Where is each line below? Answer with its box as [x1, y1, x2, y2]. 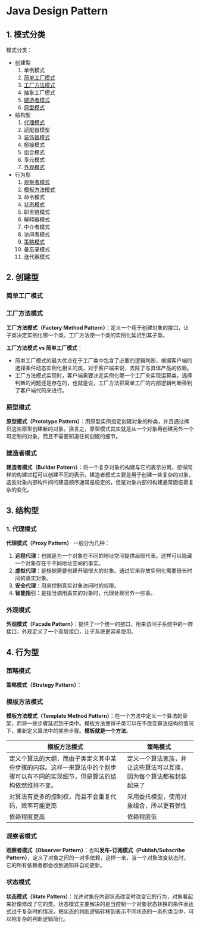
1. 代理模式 [6, 524, 37, 533]
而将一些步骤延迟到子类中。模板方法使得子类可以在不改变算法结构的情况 [16, 720, 194, 727]
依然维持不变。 [15, 781, 58, 789]
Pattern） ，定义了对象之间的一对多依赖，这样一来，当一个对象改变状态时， [6, 854, 189, 861]
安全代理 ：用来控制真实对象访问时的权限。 [14, 582, 120, 589]
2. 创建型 [6, 272, 39, 282]
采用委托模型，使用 [127, 792, 182, 801]
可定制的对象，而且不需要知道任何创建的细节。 [6, 432, 121, 440]
